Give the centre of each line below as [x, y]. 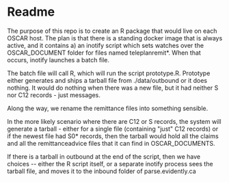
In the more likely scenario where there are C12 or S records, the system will [114, 121]
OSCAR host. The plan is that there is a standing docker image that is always [115, 38]
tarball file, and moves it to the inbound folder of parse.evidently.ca [102, 171]
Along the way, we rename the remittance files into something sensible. [108, 108]
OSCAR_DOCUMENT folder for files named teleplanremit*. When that [104, 53]
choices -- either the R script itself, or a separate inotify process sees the [110, 164]
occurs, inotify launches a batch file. [58, 60]
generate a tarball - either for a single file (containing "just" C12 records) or [113, 129]
